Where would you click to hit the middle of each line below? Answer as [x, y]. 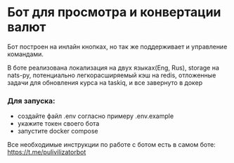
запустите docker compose [58, 131]
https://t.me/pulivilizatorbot [47, 152]
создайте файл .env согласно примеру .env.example [96, 116]
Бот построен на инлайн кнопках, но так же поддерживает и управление [117, 46]
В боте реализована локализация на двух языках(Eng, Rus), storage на [113, 67]
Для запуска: [31, 100]
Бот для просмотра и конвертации [114, 12]
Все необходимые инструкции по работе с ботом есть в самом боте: [111, 145]
